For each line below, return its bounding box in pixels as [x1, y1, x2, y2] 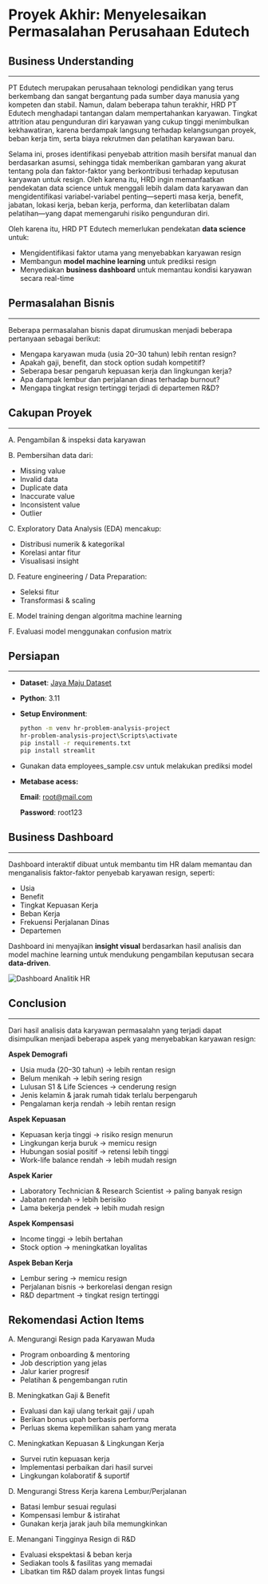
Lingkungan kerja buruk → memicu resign [19, 1138, 157, 1148]
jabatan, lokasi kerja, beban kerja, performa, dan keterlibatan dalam [8, 200, 230, 209]
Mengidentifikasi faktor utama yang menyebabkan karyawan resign [19, 248, 242, 257]
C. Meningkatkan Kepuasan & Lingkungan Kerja [8, 1439, 165, 1448]
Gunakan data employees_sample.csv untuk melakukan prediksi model [19, 760, 253, 771]
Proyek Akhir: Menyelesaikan [8, 6, 207, 24]
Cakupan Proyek [8, 406, 93, 420]
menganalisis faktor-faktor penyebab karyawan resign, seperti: [8, 867, 215, 877]
